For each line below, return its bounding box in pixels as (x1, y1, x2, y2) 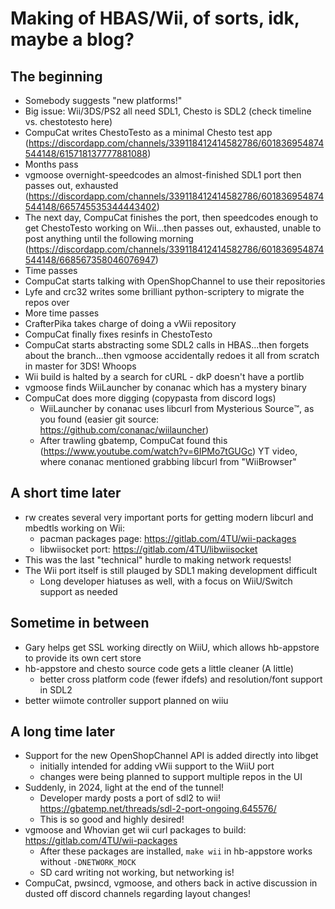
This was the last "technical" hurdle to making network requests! (24, 553, 292, 566)
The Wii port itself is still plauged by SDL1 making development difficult (24, 564, 318, 576)
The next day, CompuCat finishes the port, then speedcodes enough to (24, 212, 319, 223)
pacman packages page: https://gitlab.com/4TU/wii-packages (39, 532, 297, 544)
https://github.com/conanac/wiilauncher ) (39, 424, 210, 436)
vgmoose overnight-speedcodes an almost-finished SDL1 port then (24, 169, 302, 181)
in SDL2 (39, 683, 73, 696)
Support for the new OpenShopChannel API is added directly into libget (24, 750, 319, 762)
